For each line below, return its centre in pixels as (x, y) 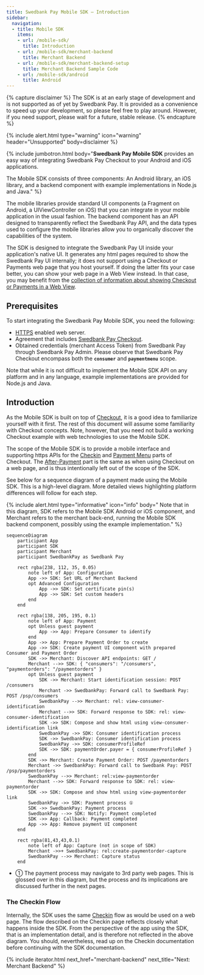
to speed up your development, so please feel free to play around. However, (102, 111)
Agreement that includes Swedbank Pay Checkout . (79, 339)
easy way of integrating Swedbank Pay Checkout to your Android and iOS (99, 160)
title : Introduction (48, 46)
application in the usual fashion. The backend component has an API (92, 216)
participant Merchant (44, 551)
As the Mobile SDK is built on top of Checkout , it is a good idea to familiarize (102, 417)
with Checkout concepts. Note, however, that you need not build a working (100, 430)
